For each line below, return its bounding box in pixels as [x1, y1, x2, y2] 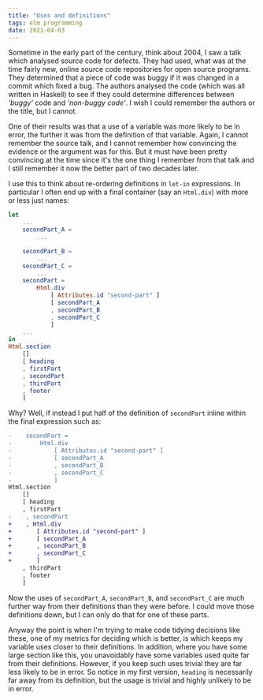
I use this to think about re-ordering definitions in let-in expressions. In [8, 179, 241, 189]
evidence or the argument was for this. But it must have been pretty [8, 147, 228, 156]
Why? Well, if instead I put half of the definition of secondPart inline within [8, 408, 246, 418]
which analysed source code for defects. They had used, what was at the [8, 56, 246, 66]
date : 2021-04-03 [8, 26, 65, 34]
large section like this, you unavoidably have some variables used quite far [8, 650, 250, 660]
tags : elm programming [8, 19, 83, 27]
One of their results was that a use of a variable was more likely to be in [8, 122, 240, 131]
